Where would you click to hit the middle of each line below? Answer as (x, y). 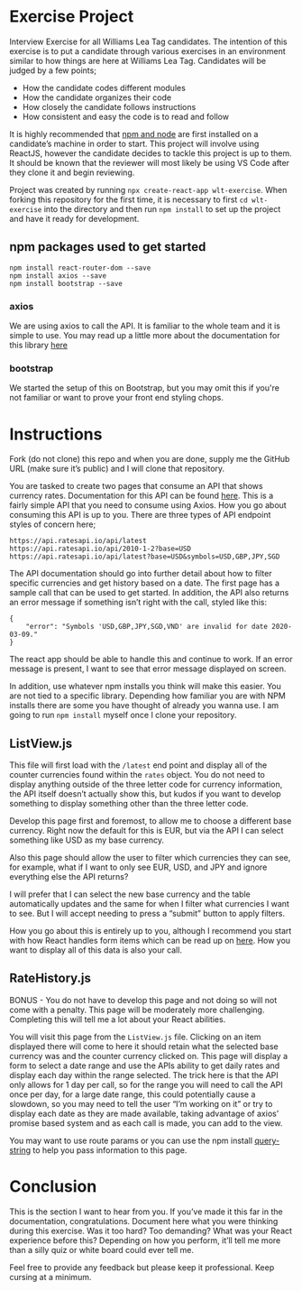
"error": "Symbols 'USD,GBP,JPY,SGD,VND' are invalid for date (147, 627)
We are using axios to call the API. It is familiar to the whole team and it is (145, 326)
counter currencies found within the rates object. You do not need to (137, 775)
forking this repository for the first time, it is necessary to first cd (128, 199)
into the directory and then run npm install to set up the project (162, 208)
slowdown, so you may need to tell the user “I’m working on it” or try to (141, 1103)
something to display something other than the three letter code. (129, 804)
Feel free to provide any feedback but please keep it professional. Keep (142, 1267)
